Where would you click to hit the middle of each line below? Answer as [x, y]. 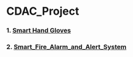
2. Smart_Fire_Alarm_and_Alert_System [66, 47]
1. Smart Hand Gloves [39, 31]
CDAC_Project [43, 11]
